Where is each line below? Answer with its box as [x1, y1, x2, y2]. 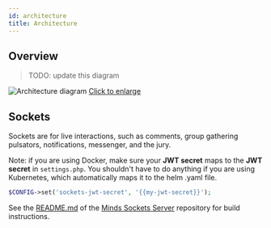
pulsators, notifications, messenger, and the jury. [8, 140, 171, 150]
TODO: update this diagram [28, 70, 120, 81]
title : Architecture [8, 19, 78, 27]
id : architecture [8, 11, 67, 20]
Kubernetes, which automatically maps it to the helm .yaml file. [8, 173, 218, 183]
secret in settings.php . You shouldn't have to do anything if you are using [8, 164, 255, 174]
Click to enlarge [88, 87, 142, 96]
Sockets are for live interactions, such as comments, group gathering [8, 131, 239, 141]
